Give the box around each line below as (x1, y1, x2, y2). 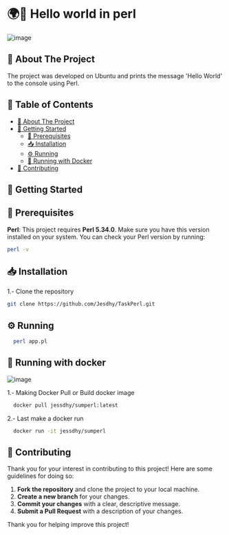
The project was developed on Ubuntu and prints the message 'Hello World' (7, 71, 223, 80)
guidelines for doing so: (7, 472, 74, 480)
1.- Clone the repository (7, 287, 74, 296)
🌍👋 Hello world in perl (7, 6, 136, 22)
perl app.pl (13, 338, 48, 345)
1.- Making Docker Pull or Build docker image (7, 388, 135, 396)
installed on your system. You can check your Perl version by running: (7, 232, 206, 241)
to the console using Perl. (7, 79, 80, 87)
